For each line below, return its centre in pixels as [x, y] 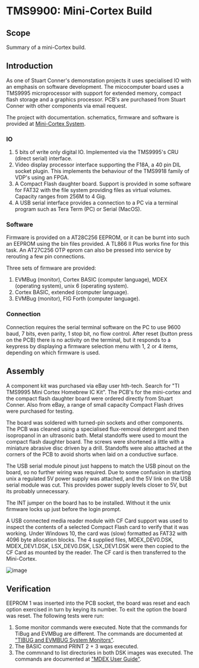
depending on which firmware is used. [53, 352]
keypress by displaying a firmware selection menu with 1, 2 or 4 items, [92, 346]
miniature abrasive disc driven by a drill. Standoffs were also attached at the [99, 448]
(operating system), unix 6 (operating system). [72, 286]
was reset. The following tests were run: [55, 616]
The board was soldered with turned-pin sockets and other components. [95, 422]
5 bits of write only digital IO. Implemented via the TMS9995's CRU [97, 152]
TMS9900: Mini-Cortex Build [79, 11]
